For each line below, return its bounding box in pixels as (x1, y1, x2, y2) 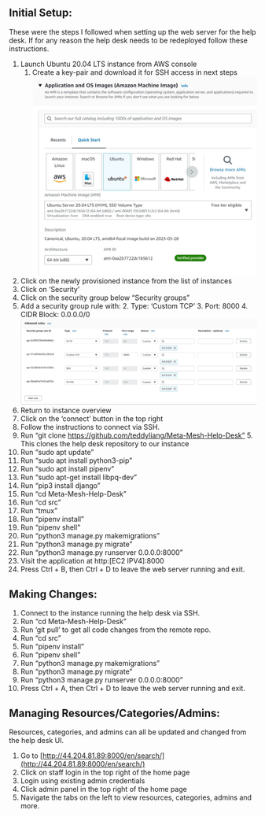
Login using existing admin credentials (20, 776, 145, 786)
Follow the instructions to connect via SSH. (20, 423, 160, 432)
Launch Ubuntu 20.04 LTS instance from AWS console (20, 59, 197, 68)
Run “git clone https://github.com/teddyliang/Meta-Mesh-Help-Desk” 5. (20, 431, 253, 440)
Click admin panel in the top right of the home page (20, 785, 187, 794)
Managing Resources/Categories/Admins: (9, 706, 221, 719)
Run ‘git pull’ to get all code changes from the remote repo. (20, 625, 212, 634)
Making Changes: (9, 587, 98, 601)
